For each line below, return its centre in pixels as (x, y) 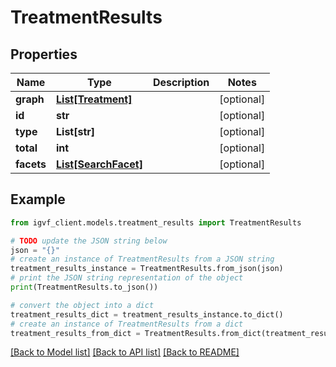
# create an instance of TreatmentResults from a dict (127, 324)
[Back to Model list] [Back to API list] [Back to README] (125, 352)
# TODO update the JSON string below (89, 241)
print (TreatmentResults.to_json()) (84, 287)
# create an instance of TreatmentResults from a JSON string (142, 259)
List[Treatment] (94, 99)
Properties (44, 54)
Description (181, 82)
